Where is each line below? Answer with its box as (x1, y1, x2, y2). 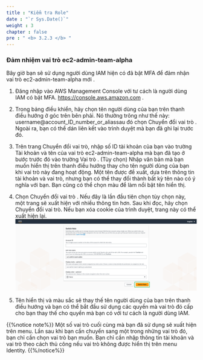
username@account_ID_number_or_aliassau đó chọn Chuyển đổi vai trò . (14, 118, 198, 126)
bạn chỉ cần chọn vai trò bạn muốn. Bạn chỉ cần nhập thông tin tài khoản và (6, 334, 195, 341)
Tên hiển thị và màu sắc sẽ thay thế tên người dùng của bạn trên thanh (14, 297, 191, 304)
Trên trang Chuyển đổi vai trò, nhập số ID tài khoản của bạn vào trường (14, 143, 192, 150)
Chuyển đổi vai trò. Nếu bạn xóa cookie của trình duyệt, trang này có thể (14, 206, 196, 213)
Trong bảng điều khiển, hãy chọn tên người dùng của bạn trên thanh (14, 106, 185, 113)
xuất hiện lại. (14, 212, 47, 219)
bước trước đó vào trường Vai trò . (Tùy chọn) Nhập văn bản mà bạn (14, 156, 184, 163)
